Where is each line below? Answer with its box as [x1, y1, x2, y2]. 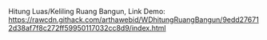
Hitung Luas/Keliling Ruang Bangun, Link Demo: [8, 7, 165, 16]
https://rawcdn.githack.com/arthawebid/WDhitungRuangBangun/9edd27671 [8, 15, 260, 24]
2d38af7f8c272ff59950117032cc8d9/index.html [8, 24, 166, 32]
